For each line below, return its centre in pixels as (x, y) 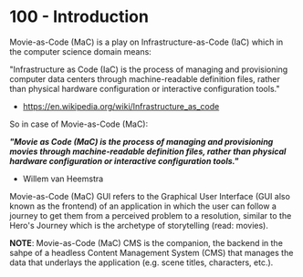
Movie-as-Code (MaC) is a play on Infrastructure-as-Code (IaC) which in (146, 42)
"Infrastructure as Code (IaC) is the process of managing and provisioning (149, 69)
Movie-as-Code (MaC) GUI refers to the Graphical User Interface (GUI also (150, 196)
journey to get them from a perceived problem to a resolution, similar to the (151, 215)
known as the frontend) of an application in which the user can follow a (143, 206)
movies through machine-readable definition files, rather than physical (148, 151)
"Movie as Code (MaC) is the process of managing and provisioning (141, 141)
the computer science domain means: (81, 51)
